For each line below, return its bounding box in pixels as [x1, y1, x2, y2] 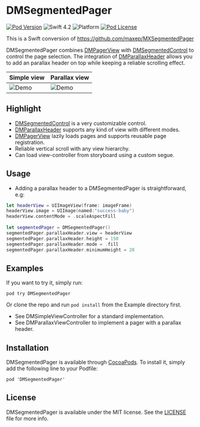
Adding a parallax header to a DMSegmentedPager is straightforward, [14, 185, 187, 192]
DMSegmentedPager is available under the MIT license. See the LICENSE [6, 408, 186, 416]
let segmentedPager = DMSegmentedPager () [6, 225, 111, 231]
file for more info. [6, 414, 49, 422]
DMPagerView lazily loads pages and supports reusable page [14, 132, 167, 139]
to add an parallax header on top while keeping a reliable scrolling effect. [6, 59, 185, 66]
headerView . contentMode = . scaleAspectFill [6, 213, 116, 220]
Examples [6, 263, 44, 274]
